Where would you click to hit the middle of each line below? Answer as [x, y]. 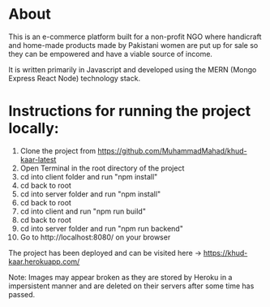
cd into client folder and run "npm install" [89, 176]
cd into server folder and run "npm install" [90, 194]
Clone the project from [58, 150]
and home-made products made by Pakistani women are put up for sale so [133, 45]
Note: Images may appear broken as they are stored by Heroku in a [120, 277]
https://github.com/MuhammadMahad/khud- [172, 150]
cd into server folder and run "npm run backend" [102, 228]
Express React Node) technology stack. [74, 78]
